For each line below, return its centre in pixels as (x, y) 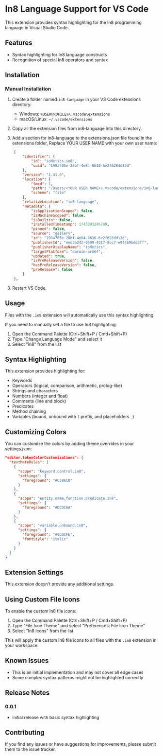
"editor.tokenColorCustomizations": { (44, 458)
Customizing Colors (36, 432)
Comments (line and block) (39, 401)
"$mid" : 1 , (42, 184)
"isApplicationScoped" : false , (63, 211)
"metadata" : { (37, 206)
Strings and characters (35, 391)
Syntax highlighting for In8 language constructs (59, 54)
